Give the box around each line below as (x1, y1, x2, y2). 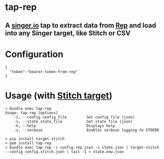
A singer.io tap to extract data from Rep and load (5, 21, 156, 30)
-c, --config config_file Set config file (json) (14, 115, 135, 120)
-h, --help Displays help (14, 123, 115, 128)
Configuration (5, 48, 64, 60)
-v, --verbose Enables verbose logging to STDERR (14, 128, 160, 133)
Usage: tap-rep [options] (5, 111, 58, 116)
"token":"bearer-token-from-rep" (9, 69, 78, 74)
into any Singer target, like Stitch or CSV (5, 29, 131, 37)
